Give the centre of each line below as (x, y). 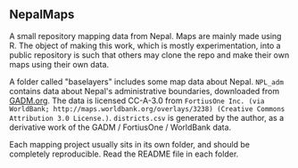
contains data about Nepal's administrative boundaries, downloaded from (144, 91)
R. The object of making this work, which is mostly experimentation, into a (145, 45)
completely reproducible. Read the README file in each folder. (124, 154)
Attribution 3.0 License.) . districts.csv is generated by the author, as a (147, 117)
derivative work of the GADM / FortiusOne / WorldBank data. (120, 127)
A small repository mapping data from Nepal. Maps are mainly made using (145, 36)
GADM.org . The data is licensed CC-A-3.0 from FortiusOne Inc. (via (137, 100)
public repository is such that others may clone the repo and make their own (149, 55)
